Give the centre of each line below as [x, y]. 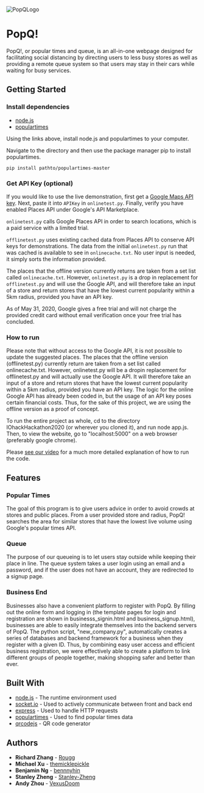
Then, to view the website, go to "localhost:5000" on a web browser [92, 434]
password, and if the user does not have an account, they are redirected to [100, 570]
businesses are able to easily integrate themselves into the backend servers [101, 625]
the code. [18, 459]
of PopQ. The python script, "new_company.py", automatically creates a [97, 631]
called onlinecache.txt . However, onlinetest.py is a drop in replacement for [102, 277]
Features [23, 478]
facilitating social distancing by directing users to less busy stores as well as [102, 57]
